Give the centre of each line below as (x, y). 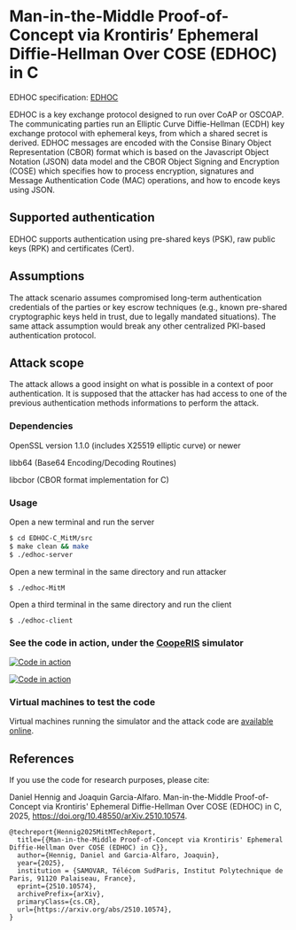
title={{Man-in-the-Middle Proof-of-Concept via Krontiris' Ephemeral (150, 840)
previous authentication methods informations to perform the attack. (134, 403)
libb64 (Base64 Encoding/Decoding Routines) (93, 462)
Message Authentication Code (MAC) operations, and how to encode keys (145, 180)
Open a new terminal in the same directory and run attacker (118, 571)
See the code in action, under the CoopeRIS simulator (126, 642)
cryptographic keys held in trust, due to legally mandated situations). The (143, 316)
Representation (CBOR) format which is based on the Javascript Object (139, 151)
